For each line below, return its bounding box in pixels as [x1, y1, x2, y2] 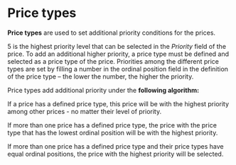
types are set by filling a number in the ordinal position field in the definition [7, 64, 229, 73]
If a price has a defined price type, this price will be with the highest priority [7, 99, 230, 108]
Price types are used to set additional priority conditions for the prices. [7, 28, 215, 37]
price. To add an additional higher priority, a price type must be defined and [7, 50, 230, 58]
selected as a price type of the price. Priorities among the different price [7, 57, 219, 65]
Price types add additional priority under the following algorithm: [7, 86, 200, 94]
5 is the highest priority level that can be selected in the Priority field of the [7, 42, 226, 50]
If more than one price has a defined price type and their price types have [7, 142, 224, 150]
